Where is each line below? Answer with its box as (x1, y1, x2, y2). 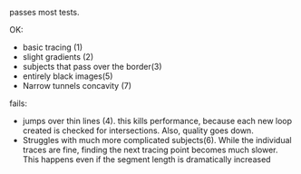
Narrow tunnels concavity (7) (22, 81, 132, 91)
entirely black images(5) (22, 71, 113, 82)
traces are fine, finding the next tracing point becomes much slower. (22, 144, 278, 155)
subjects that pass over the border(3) (22, 62, 162, 72)
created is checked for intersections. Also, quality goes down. (22, 125, 254, 136)
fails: (9, 98, 28, 109)
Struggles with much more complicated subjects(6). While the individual (22, 135, 292, 145)
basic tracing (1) (22, 42, 83, 53)
